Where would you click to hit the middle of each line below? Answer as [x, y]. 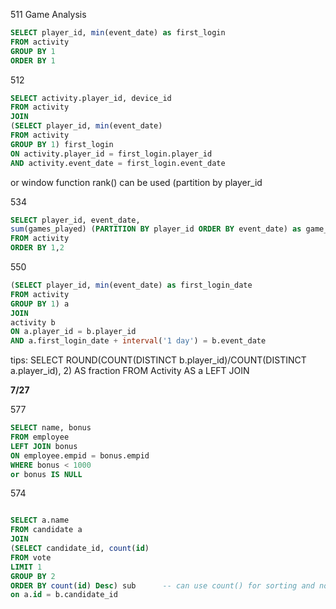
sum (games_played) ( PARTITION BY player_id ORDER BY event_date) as [156, 229]
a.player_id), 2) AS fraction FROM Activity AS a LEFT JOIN [130, 371]
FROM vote [31, 557]
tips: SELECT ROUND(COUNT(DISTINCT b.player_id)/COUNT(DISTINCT [158, 360]
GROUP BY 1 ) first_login [62, 144]
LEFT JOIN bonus [44, 446]
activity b [33, 322]
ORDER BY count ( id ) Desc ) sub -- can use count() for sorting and [162, 585]
